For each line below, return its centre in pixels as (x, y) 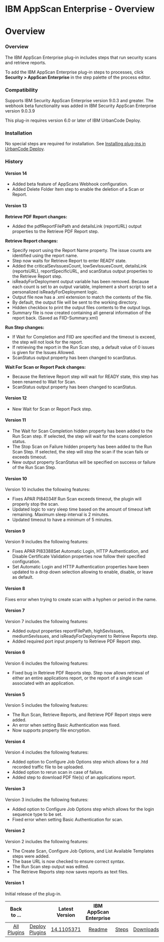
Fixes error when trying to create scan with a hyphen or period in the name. (81, 599)
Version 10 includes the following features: (48, 490)
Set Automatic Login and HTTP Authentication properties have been (81, 567)
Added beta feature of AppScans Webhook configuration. (70, 184)
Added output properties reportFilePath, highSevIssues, (68, 631)
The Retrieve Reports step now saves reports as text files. (70, 872)
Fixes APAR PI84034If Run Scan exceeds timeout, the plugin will (77, 499)
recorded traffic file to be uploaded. (48, 767)
